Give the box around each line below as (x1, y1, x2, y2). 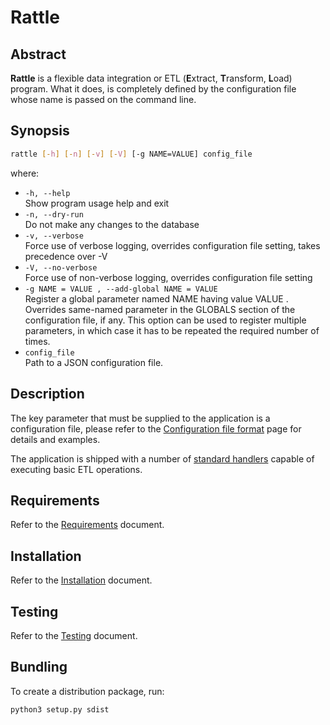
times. (24, 335, 51, 347)
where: (10, 167, 40, 179)
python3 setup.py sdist (10, 704, 110, 715)
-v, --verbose (24, 231, 84, 241)
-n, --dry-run (24, 209, 84, 220)
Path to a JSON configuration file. (24, 356, 164, 368)
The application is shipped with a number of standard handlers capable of (10, 452, 315, 465)
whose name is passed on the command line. (10, 94, 197, 105)
